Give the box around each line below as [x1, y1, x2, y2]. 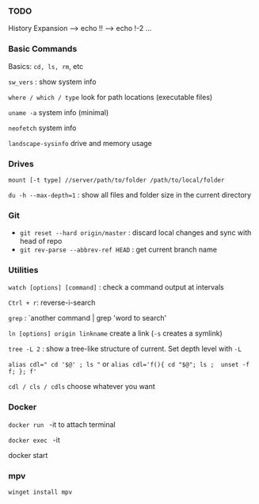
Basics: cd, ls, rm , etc [8, 61, 84, 71]
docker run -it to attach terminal [8, 419, 116, 429]
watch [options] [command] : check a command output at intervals [8, 283, 224, 292]
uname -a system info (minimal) [8, 107, 109, 117]
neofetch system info [8, 123, 77, 133]
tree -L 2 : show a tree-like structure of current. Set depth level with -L [8, 344, 242, 354]
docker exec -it [8, 435, 61, 444]
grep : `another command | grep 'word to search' [8, 314, 167, 323]
